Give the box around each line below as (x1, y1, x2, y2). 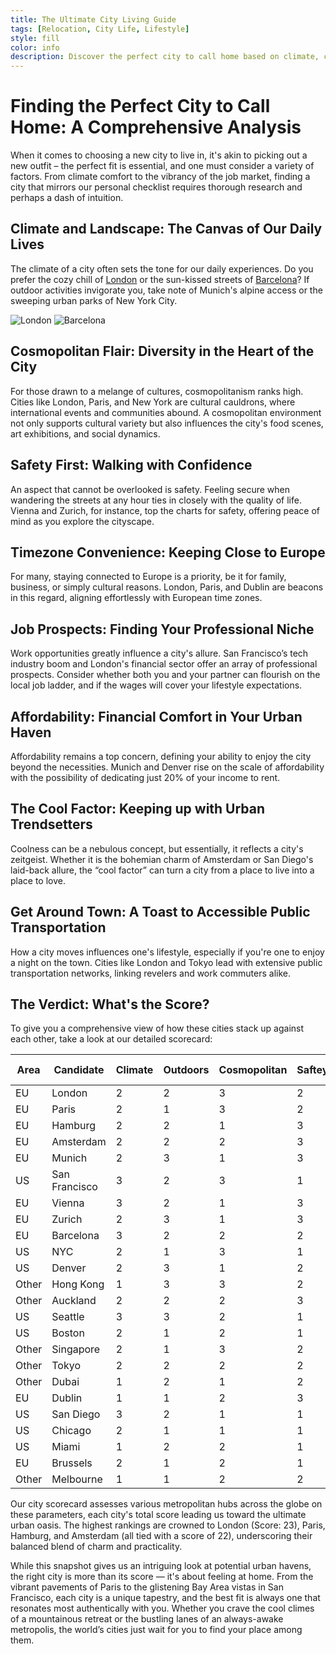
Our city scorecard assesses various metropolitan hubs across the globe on (10, 1498, 323, 1510)
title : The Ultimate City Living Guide (10, 14, 177, 25)
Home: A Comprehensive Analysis (10, 116, 302, 139)
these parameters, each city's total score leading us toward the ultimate (10, 1509, 307, 1521)
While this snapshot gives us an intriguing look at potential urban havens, (10, 1560, 312, 1572)
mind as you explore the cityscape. (10, 515, 155, 527)
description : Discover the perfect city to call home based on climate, (10, 52, 320, 62)
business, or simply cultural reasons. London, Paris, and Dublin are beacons (10, 581, 324, 593)
